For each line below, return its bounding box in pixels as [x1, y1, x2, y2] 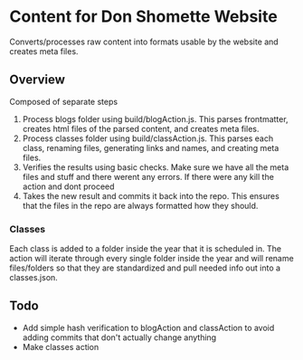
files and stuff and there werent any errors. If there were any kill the [22, 171, 274, 182]
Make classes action [22, 341, 99, 352]
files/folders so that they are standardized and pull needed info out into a [9, 262, 281, 273]
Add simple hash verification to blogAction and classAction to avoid [22, 322, 275, 333]
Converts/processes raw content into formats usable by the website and [9, 36, 279, 47]
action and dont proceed [22, 181, 115, 192]
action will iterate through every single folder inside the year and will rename [9, 253, 294, 264]
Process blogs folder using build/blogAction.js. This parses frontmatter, [22, 113, 289, 124]
